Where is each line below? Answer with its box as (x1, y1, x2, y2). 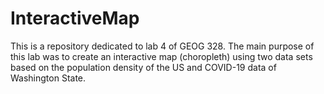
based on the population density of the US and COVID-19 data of (10, 61, 277, 73)
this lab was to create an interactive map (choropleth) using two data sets (10, 50, 313, 62)
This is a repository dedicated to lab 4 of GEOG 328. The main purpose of (10, 40, 315, 52)
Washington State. (10, 72, 87, 84)
